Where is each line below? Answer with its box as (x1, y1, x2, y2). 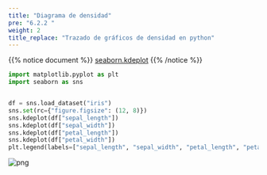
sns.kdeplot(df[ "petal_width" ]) (8, 136, 115, 144)
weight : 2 (8, 26, 41, 34)
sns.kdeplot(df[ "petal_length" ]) (8, 128, 119, 137)
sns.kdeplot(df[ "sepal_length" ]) (8, 114, 119, 122)
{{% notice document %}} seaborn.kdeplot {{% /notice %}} (8, 55, 203, 65)
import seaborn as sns (8, 78, 83, 86)
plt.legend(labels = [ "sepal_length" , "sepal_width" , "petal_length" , (8, 143, 240, 151)
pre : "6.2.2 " (8, 19, 56, 27)
